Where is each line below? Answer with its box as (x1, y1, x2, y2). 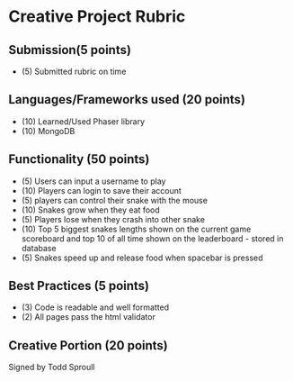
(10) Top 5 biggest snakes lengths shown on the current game (21, 223, 252, 234)
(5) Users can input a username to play (21, 176, 166, 186)
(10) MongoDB (21, 125, 75, 136)
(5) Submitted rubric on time (21, 66, 127, 77)
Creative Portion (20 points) (8, 338, 168, 353)
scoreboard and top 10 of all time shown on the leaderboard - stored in (21, 232, 284, 244)
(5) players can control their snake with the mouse (21, 195, 209, 205)
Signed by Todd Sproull (8, 362, 95, 373)
